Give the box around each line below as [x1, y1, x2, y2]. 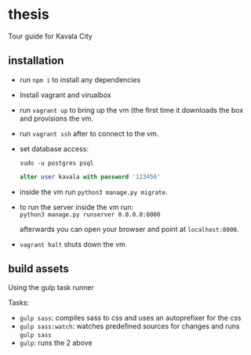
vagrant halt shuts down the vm [19, 239, 125, 248]
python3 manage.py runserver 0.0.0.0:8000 [19, 210, 161, 219]
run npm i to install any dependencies [19, 74, 141, 84]
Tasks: [8, 298, 30, 307]
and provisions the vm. [19, 114, 94, 123]
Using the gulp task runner [8, 283, 94, 292]
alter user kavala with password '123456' [19, 172, 161, 181]
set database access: [19, 143, 89, 154]
